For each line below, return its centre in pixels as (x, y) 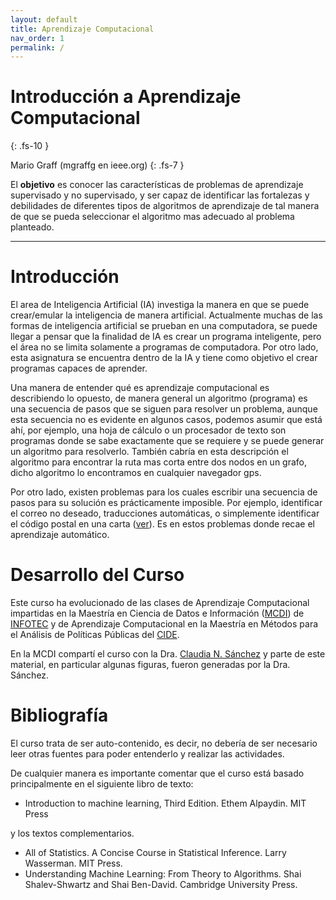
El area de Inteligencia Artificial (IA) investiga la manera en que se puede (160, 305)
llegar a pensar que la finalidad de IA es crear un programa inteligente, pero (166, 337)
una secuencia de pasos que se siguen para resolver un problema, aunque (164, 409)
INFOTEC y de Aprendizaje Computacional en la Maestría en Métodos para (164, 624)
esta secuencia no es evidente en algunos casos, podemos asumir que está (166, 420)
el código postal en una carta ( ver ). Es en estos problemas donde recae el (162, 524)
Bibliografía (59, 715)
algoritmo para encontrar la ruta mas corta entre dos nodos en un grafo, (159, 462)
